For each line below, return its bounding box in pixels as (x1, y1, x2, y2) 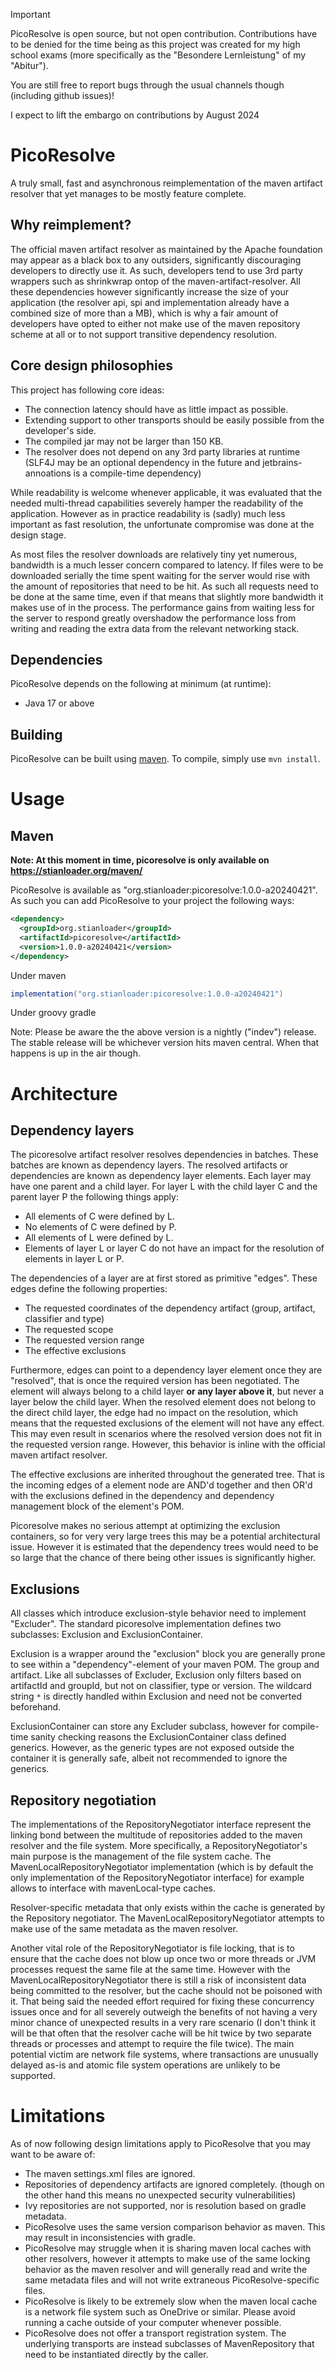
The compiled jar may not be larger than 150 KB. (24, 435, 224, 447)
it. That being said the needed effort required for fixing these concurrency (10, 1995, 315, 2008)
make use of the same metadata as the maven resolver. (10, 1923, 238, 1935)
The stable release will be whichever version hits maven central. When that (10, 1037, 320, 1049)
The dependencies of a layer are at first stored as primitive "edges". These (10, 1272, 318, 1284)
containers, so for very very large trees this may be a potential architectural (10, 1530, 321, 1543)
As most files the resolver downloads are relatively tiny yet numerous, (10, 548, 298, 560)
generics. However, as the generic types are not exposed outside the (10, 1742, 295, 1754)
